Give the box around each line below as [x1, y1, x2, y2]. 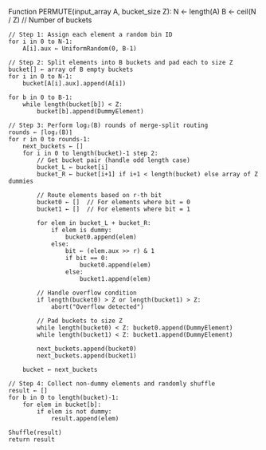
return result [8, 436, 56, 444]
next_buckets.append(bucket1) [37, 352, 137, 360]
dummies [8, 177, 34, 185]
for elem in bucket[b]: [22, 401, 102, 409]
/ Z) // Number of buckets [8, 15, 92, 25]
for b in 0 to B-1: [8, 93, 73, 101]
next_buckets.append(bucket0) [37, 345, 137, 353]
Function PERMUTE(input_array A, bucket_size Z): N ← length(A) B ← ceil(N [8, 7, 256, 16]
